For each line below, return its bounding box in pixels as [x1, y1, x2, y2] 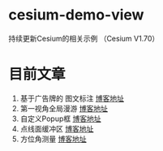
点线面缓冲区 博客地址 [19, 123, 94, 133]
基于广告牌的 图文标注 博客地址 [19, 93, 124, 103]
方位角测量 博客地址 [19, 134, 87, 144]
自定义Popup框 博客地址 [19, 114, 101, 123]
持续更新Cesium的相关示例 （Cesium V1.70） [8, 33, 160, 43]
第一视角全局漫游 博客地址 [19, 103, 108, 113]
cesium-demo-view [8, 6, 144, 24]
